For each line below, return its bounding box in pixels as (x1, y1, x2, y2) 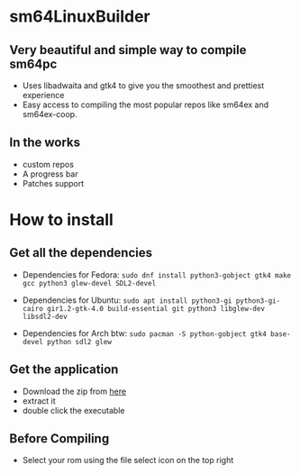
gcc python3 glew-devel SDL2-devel (22, 278, 157, 287)
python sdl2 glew (46, 337, 113, 346)
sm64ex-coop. (22, 109, 78, 119)
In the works (9, 135, 81, 150)
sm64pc (9, 56, 58, 71)
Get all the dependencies (9, 245, 153, 260)
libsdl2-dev (22, 312, 68, 321)
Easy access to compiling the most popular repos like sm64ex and (22, 99, 269, 110)
